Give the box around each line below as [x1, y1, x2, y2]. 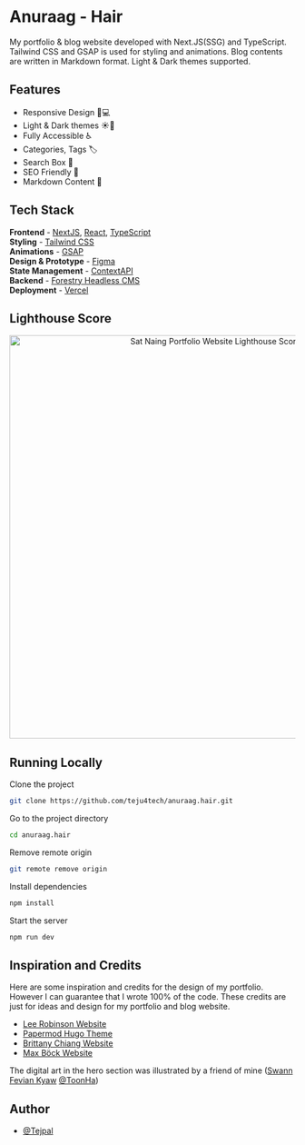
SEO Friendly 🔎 [22, 166, 79, 177]
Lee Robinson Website [22, 1019, 107, 1030]
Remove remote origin [9, 847, 93, 858]
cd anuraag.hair [9, 831, 71, 840]
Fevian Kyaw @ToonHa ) [9, 1075, 99, 1086]
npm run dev [9, 932, 54, 941]
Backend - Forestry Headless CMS [9, 274, 141, 285]
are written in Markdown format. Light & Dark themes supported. [9, 55, 251, 66]
